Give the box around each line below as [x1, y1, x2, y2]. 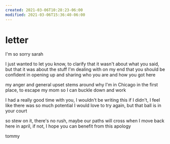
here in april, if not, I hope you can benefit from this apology [5, 123, 131, 129]
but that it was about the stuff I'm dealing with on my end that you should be [5, 66, 165, 73]
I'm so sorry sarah [5, 51, 44, 57]
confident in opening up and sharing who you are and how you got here [5, 72, 156, 78]
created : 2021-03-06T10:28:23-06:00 [5, 7, 83, 13]
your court [5, 108, 27, 114]
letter [5, 34, 29, 46]
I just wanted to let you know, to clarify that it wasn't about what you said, [5, 61, 159, 67]
